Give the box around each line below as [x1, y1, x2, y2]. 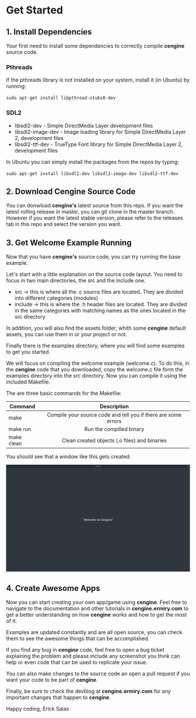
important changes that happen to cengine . [6, 694, 111, 701]
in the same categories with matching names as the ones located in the [14, 307, 186, 314]
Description [99, 402, 129, 410]
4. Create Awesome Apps [6, 583, 100, 593]
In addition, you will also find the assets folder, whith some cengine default [6, 324, 187, 331]
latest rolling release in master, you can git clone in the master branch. [6, 208, 175, 216]
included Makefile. [6, 378, 51, 385]
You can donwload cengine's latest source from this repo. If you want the [6, 202, 184, 209]
